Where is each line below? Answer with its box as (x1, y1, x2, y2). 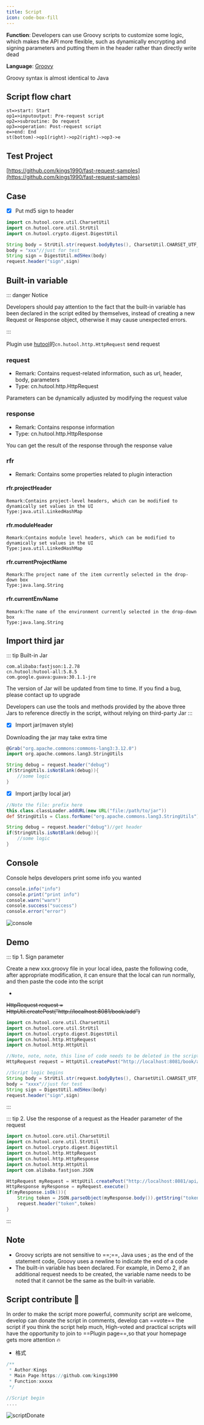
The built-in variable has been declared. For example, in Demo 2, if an (15, 1264, 190, 1271)
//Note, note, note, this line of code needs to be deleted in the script (6, 1053, 200, 1059)
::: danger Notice (6, 291, 49, 298)
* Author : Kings (8, 1367, 47, 1373)
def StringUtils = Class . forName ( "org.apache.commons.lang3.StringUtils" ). (6, 813, 202, 819)
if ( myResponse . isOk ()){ (6, 1189, 67, 1195)
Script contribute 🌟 (6, 1294, 80, 1305)
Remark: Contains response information (15, 423, 115, 431)
